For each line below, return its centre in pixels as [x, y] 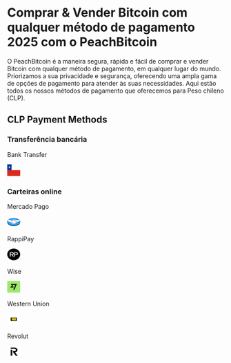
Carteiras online [34, 192]
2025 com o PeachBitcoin [82, 42]
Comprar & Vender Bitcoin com [98, 13]
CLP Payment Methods [57, 120]
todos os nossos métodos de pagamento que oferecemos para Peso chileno [115, 91]
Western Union [28, 304]
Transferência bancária [47, 140]
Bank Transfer [27, 154]
